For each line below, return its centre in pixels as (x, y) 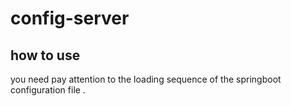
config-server (70, 18)
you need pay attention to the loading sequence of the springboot (146, 79)
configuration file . (48, 90)
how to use (45, 55)
